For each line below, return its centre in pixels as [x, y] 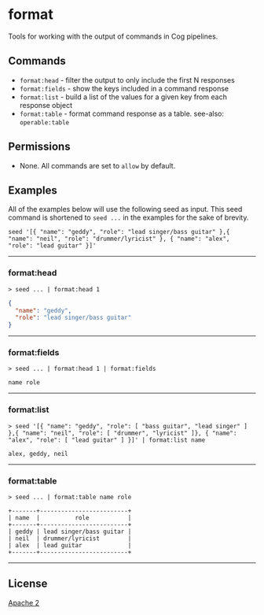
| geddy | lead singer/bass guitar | [70, 532]
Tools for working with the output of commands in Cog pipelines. [113, 36]
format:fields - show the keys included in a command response [124, 88]
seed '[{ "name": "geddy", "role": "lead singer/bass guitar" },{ [119, 232]
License [28, 584]
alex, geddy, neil [38, 454]
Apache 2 [24, 602]
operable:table [44, 122]
